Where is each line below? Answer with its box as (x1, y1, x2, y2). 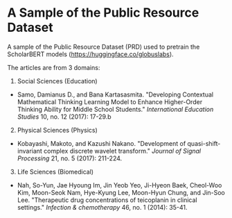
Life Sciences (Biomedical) (17, 167, 94, 176)
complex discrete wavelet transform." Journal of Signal (44, 146, 202, 155)
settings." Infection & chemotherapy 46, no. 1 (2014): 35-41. (17, 203, 188, 211)
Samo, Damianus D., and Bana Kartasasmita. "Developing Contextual (17, 90, 213, 99)
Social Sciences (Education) (17, 76, 98, 85)
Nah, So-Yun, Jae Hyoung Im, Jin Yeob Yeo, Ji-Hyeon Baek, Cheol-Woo (17, 181, 222, 189)
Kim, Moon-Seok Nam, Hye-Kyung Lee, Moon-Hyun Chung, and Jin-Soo (17, 188, 225, 196)
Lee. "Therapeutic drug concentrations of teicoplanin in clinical (17, 196, 197, 204)
